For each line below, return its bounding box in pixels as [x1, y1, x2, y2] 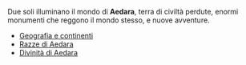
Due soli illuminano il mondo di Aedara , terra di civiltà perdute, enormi [7, 7, 239, 16]
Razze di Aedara [18, 39, 74, 49]
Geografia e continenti [18, 31, 94, 40]
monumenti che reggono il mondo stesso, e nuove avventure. [7, 15, 210, 25]
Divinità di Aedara [18, 48, 78, 57]
